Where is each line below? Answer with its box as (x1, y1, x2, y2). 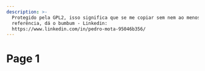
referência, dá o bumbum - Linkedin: (12, 20, 108, 26)
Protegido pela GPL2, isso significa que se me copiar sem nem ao (12, 15, 184, 21)
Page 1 (6, 52, 40, 66)
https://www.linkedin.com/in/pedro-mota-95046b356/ (12, 25, 146, 32)
